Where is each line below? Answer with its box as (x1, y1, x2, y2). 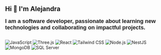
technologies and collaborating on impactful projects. (5, 24, 146, 31)
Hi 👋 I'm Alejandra (5, 5, 61, 13)
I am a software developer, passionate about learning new (5, 18, 156, 24)
